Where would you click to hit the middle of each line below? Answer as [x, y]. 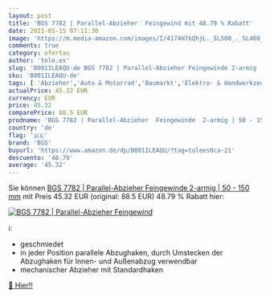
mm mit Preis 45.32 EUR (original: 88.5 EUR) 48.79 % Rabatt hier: [117, 197]
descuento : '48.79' [41, 157]
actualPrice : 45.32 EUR [48, 90]
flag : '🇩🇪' [28, 135]
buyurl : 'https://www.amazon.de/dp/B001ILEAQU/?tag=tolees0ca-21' [122, 150]
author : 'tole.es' [39, 61]
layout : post [30, 16]
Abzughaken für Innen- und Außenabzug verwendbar [109, 261]
